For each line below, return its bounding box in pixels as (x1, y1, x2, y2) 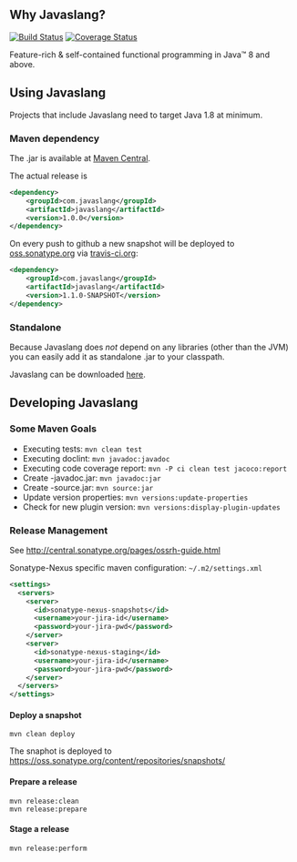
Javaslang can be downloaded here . (9, 369, 146, 380)
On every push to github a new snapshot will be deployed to (9, 238, 235, 249)
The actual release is (9, 170, 88, 181)
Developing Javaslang (9, 395, 138, 411)
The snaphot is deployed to (9, 745, 112, 756)
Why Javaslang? (9, 7, 107, 23)
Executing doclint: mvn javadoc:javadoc (22, 452, 170, 463)
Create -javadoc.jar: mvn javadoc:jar (22, 472, 161, 483)
